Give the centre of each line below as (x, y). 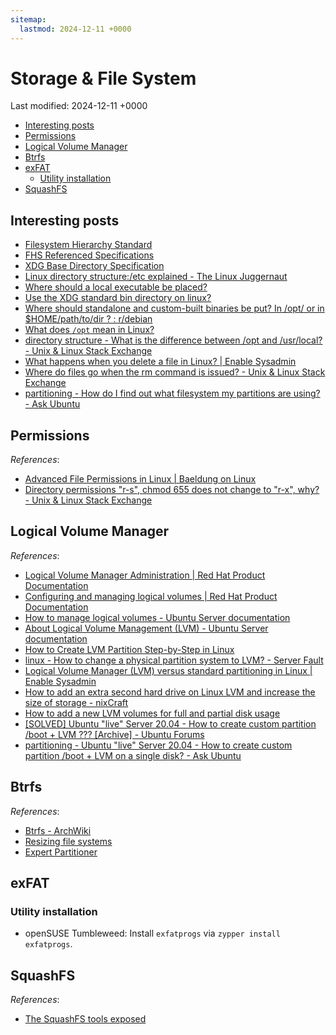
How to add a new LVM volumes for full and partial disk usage (152, 713)
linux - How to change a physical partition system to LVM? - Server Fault (174, 660)
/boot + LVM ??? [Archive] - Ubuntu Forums (114, 734)
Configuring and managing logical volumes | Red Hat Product (151, 596)
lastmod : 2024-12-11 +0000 (75, 29)
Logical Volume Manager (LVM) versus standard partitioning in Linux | (168, 670)
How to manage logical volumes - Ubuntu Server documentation (157, 617)
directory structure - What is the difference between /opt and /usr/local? (173, 340)
